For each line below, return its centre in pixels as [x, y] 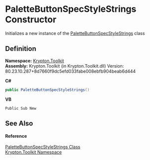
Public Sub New [21, 108]
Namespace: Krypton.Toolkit [35, 61]
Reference [16, 136]
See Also [19, 124]
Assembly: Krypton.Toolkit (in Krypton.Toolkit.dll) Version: [65, 66]
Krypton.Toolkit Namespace [33, 152]
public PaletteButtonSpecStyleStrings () [48, 90]
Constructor [31, 20]
